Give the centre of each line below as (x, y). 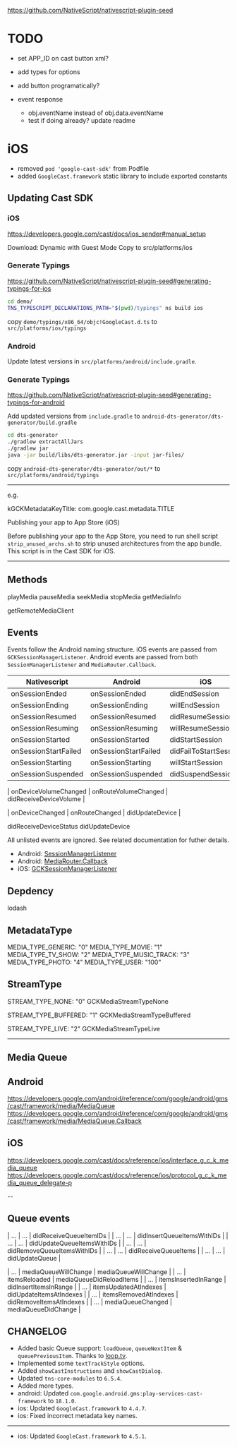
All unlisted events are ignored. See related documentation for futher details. (118, 840)
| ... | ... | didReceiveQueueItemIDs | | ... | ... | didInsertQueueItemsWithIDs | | (118, 1235)
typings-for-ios (29, 288)
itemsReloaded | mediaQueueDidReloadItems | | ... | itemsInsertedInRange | (117, 1279)
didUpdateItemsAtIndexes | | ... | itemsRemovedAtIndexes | (93, 1294)
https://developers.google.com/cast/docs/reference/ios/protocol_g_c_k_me (117, 1175)
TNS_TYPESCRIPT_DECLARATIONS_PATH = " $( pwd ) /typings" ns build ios (105, 308)
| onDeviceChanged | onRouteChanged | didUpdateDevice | (94, 813)
